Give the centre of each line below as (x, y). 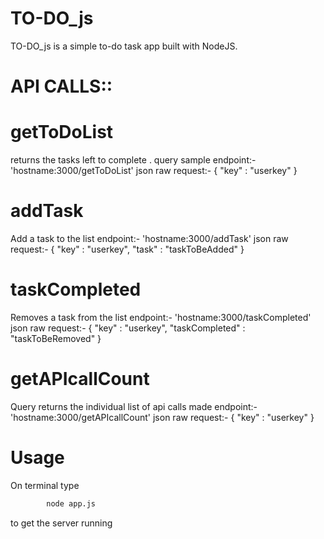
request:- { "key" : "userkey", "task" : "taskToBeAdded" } (127, 249)
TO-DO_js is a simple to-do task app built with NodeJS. (124, 46)
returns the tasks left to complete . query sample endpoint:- (133, 160)
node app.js (71, 503)
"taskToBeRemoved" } (56, 338)
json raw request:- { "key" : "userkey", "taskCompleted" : (128, 328)
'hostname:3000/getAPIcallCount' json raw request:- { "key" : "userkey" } (162, 417)
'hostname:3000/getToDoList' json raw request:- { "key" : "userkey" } (154, 171)
